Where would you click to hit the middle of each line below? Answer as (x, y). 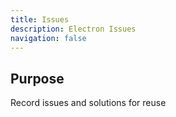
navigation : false (48, 38)
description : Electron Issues (73, 29)
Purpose (37, 78)
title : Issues (40, 19)
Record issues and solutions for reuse (88, 103)
